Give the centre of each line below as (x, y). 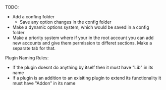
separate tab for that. (34, 48)
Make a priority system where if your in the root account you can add (83, 38)
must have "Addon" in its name (44, 83)
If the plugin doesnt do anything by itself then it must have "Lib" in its (83, 67)
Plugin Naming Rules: (27, 58)
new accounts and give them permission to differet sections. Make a (82, 43)
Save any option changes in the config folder (65, 22)
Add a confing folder (33, 17)
